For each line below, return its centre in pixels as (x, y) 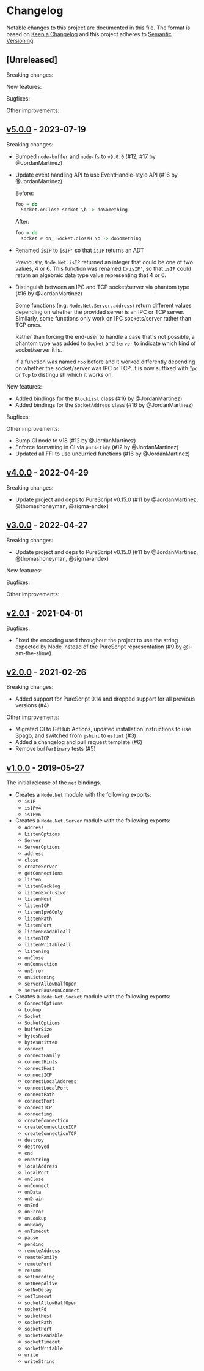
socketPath (38, 1323)
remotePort (38, 1264)
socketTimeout (42, 1342)
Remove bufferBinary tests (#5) (55, 749)
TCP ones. (28, 325)
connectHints (41, 1062)
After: (22, 222)
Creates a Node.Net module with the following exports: (83, 795)
